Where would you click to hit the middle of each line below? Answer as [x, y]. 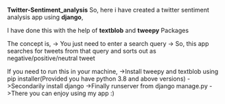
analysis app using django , [45, 17]
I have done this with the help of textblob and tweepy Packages [98, 30]
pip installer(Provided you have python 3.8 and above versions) [97, 79]
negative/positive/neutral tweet [51, 58]
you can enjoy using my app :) [72, 93]
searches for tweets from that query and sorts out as [82, 51]
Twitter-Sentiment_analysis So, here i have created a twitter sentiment [108, 10]
